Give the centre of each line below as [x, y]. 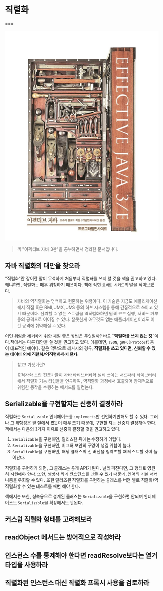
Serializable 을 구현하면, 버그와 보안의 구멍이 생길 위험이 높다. [72, 445]
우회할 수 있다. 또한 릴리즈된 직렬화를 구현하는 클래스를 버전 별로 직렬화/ [86, 480]
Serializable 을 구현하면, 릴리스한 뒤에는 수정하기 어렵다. [67, 439]
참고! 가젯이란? [31, 364]
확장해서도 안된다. [66, 502]
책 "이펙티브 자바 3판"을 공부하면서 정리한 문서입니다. [68, 249]
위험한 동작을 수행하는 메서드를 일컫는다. [55, 387]
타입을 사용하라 [27, 564]
